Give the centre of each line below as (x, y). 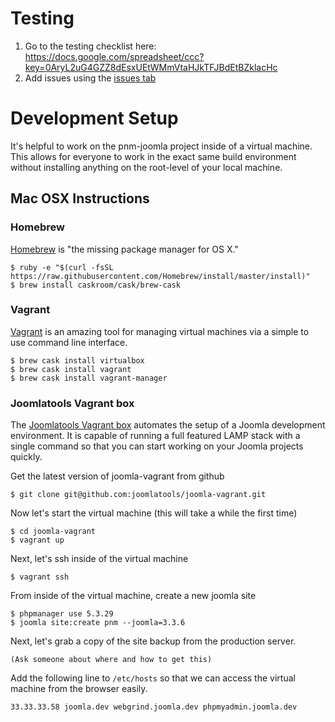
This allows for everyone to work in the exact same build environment (153, 156)
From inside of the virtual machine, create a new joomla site (133, 596)
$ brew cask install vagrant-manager (89, 378)
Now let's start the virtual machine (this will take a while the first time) (154, 513)
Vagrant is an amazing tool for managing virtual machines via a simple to (160, 331)
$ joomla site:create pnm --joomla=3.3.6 (98, 623)
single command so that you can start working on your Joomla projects (157, 446)
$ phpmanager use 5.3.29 (62, 614)
